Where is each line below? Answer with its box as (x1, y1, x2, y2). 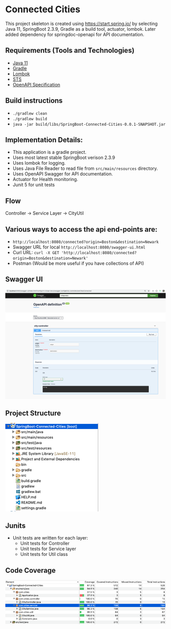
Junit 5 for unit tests (12, 182, 55, 188)
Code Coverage (5, 566, 56, 575)
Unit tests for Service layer (20, 546, 76, 552)
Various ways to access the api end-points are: (5, 225, 158, 234)
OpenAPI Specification (12, 81, 61, 87)
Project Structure (5, 409, 61, 418)
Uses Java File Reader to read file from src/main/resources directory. (12, 165, 158, 172)
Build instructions (5, 96, 63, 105)
